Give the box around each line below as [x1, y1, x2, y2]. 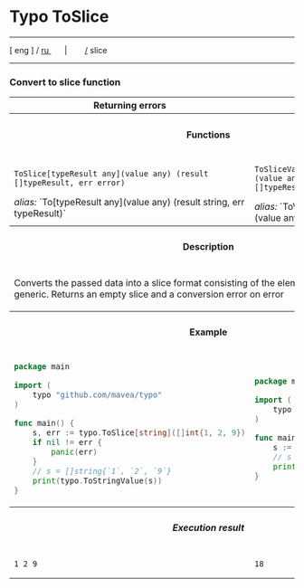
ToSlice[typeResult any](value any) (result [14, 168, 209, 178]
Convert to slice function [9, 75, 121, 88]
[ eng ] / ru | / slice [9, 44, 108, 55]
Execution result [172, 522, 245, 535]
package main [14, 362, 71, 372]
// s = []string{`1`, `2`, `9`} [32, 466, 172, 477]
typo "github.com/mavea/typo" [32, 390, 163, 400]
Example [189, 326, 228, 338]
